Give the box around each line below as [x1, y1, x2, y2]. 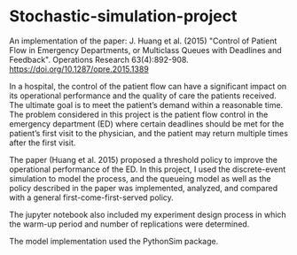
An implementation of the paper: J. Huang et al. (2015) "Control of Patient [9, 35, 277, 46]
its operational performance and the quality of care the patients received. [9, 90, 277, 101]
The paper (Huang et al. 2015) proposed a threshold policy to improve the [9, 154, 277, 165]
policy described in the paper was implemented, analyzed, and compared [9, 182, 277, 193]
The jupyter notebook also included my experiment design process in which [9, 209, 286, 220]
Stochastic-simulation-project [9, 6, 238, 27]
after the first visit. [9, 137, 76, 148]
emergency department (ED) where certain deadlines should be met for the [9, 118, 285, 129]
